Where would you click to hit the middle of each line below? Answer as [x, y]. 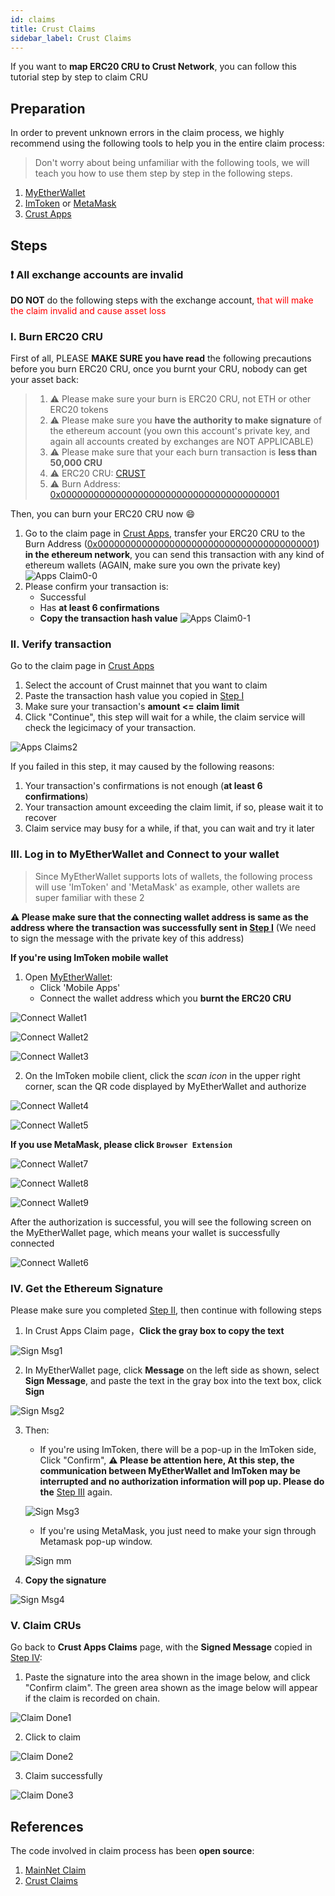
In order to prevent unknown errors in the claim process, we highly [147, 133]
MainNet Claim [55, 1870]
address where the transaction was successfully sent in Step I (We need [163, 927]
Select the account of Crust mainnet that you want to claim [146, 685]
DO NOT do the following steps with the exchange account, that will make [162, 300]
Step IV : [26, 1658]
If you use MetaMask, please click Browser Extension [121, 1144]
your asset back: [45, 380]
